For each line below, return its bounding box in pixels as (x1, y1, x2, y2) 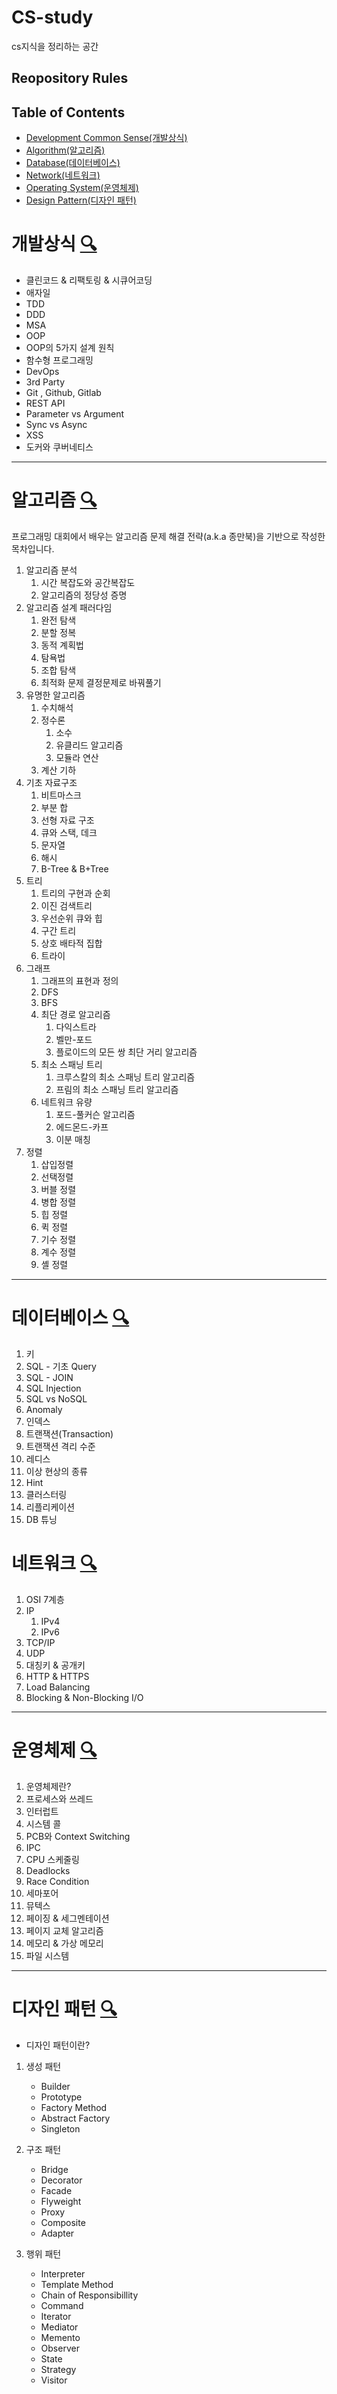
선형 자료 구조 (40, 814, 95, 826)
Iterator (40, 2310, 72, 2322)
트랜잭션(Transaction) (25, 1427, 114, 1440)
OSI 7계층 (25, 1593, 65, 1605)
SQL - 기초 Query (25, 1360, 97, 1372)
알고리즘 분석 (25, 564, 78, 576)
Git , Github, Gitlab (25, 387, 102, 399)
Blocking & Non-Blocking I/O (25, 1691, 144, 1703)
